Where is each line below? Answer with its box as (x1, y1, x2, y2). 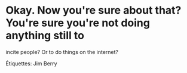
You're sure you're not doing (5, 16, 151, 30)
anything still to (5, 29, 85, 42)
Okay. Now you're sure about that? (5, 4, 182, 17)
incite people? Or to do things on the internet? (5, 48, 119, 55)
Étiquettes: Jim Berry (5, 60, 57, 67)
